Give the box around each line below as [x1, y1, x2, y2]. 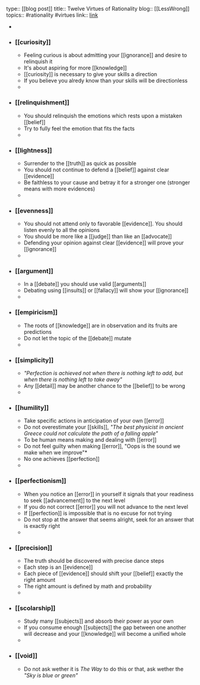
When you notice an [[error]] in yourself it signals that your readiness [23, 490, 194, 497]
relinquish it [23, 58, 53, 65]
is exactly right [23, 522, 60, 529]
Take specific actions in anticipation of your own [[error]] [23, 417, 164, 424]
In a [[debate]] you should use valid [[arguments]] [23, 280, 147, 288]
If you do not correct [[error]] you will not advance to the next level [23, 503, 189, 510]
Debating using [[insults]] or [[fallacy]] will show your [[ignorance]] [23, 287, 189, 294]
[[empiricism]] [14, 308, 58, 316]
